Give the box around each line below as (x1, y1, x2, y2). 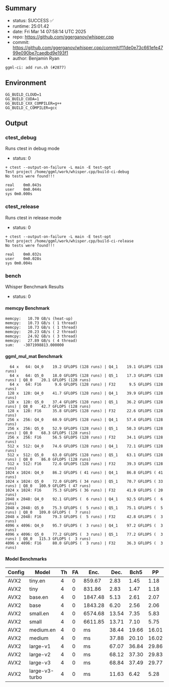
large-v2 (29, 651, 51, 658)
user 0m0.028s (5, 256, 42, 261)
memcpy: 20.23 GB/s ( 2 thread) (5, 330, 78, 335)
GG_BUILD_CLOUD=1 (5, 92, 42, 97)
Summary (5, 4, 37, 13)
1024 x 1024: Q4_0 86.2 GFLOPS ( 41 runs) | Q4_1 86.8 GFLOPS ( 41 (5, 470, 163, 475)
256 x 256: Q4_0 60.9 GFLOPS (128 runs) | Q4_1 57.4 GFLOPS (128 (7, 417, 163, 422)
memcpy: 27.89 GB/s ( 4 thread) (5, 338, 78, 343)
